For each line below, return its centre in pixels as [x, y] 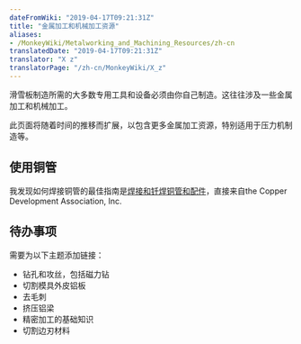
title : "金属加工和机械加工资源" [64, 26]
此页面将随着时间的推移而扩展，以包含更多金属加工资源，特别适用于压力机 [147, 125]
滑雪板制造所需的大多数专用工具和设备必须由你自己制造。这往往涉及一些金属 [151, 95]
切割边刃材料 [46, 330]
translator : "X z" [44, 59]
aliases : [26, 34]
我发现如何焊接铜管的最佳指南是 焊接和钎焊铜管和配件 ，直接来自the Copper [148, 191]
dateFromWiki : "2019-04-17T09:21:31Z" [82, 18]
